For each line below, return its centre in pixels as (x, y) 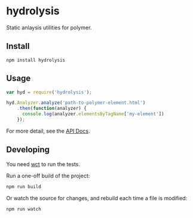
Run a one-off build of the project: (48, 176)
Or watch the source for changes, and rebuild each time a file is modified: (97, 198)
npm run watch (24, 209)
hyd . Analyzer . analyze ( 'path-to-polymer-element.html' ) (76, 103)
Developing (28, 150)
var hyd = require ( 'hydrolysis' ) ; (49, 92)
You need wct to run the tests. (43, 164)
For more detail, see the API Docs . (48, 131)
